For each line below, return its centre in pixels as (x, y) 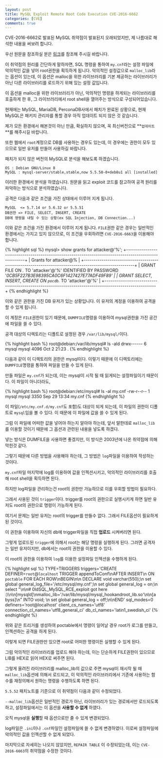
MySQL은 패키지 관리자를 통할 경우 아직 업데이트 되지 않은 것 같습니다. (72, 116)
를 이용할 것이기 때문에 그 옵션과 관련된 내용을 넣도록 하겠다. (62, 429)
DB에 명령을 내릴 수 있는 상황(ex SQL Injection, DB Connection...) (70, 218)
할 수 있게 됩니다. (21, 307)
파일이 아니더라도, (33, 382)
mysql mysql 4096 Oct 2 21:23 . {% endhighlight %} (57, 349)
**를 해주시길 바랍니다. (27, 132)
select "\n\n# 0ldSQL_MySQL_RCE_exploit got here (56, 589)
